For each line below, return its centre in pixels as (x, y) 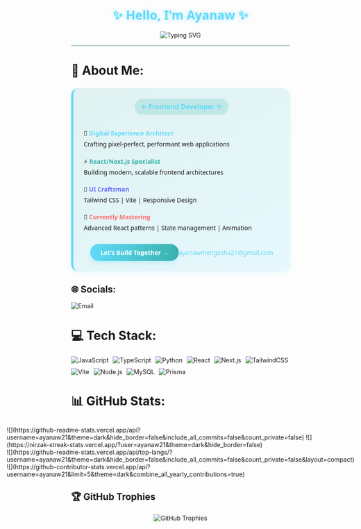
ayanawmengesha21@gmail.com (226, 252)
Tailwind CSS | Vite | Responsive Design (140, 200)
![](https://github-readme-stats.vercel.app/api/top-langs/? (90, 452)
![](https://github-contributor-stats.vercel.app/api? (78, 467)
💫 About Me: (108, 70)
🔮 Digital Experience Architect (128, 133)
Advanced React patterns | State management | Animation (168, 228)
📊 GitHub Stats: (118, 401)
